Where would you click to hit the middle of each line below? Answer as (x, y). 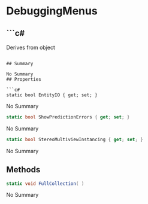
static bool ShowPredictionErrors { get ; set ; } (68, 117)
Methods (23, 170)
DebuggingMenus (52, 11)
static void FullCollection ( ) (45, 184)
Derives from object (31, 47)
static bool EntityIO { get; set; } (52, 95)
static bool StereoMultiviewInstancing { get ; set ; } (75, 139)
